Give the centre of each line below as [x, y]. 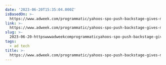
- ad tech [20, 46]
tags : [11, 42]
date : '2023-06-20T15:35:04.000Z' [41, 10]
